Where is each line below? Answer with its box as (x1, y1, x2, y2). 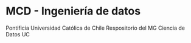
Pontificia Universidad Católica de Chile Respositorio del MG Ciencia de (5, 24, 185, 31)
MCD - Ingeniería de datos (5, 4, 141, 18)
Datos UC (5, 30, 30, 38)
